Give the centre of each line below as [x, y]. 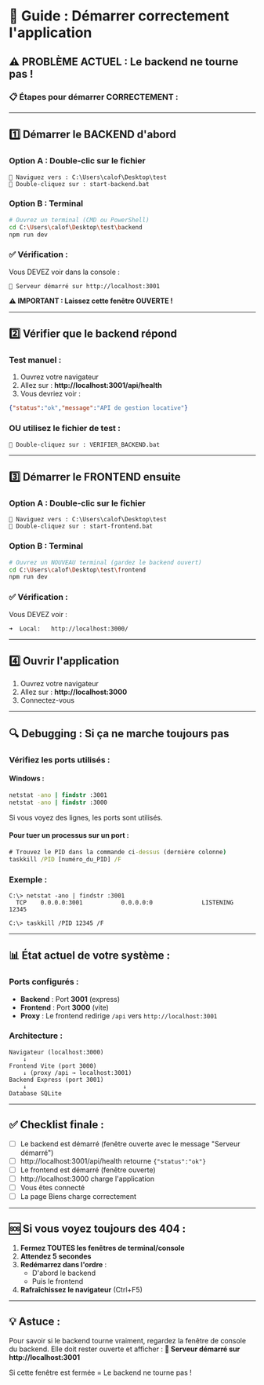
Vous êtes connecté [52, 1187]
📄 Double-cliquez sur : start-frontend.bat [81, 526]
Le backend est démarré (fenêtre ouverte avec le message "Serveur [130, 1144]
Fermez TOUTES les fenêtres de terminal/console [102, 1248]
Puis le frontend [58, 1281]
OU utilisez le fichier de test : [65, 429]
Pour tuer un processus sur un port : [69, 835]
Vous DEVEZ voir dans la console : [65, 272]
